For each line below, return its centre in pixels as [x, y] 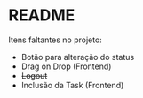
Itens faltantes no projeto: [56, 40]
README [42, 15]
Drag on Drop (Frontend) [66, 66]
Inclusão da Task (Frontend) [72, 85]
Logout [34, 75]
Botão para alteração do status [78, 57]
